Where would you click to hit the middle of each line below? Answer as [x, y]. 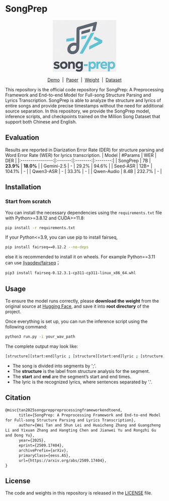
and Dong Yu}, [20, 435]
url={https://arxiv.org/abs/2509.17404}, [63, 460]
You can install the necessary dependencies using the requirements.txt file [84, 212]
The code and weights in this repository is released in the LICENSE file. [79, 493]
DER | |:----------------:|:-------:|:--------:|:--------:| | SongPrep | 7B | [78, 160]
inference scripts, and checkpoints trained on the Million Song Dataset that [83, 117]
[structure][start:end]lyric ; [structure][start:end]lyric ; [72, 356]
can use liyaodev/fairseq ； [33, 263]
